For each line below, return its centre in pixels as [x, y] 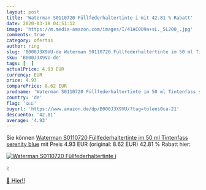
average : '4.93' [27, 120]
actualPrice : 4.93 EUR [35, 69]
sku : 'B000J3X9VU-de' [34, 58]
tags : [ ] [20, 63]
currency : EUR [25, 75]
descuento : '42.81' [31, 115]
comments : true [26, 35]
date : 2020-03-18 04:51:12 [41, 23]
